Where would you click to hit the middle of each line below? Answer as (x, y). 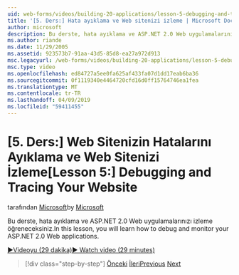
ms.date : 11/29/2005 (38, 47)
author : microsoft (34, 27)
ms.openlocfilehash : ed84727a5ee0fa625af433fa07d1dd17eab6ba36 (103, 73)
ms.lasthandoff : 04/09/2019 (49, 100)
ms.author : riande (34, 41)
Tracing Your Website (73, 188)
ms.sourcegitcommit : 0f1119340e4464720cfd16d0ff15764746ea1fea (103, 80)
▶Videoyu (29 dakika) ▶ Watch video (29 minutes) (81, 249)
